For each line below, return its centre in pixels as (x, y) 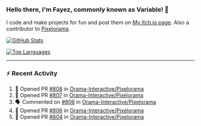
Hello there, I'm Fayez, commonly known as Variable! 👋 (88, 10)
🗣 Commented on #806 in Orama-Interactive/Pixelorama (86, 102)
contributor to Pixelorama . (38, 29)
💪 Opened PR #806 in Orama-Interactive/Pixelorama (79, 110)
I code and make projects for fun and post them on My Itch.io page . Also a (98, 23)
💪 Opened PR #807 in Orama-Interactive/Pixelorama (79, 95)
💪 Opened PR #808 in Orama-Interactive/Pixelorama (79, 88)
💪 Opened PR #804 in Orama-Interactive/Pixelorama (79, 116)
